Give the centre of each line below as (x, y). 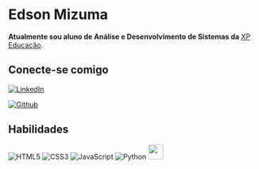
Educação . (26, 44)
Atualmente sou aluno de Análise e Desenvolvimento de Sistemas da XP (129, 36)
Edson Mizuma (58, 15)
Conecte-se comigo (58, 70)
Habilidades (39, 130)
